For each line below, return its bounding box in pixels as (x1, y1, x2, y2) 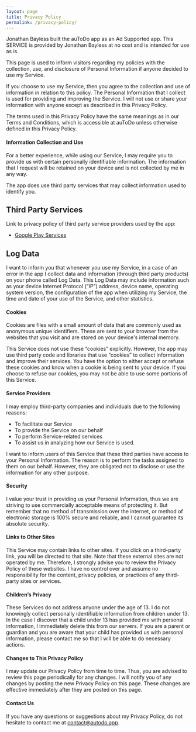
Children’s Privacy (6, 591, 51, 598)
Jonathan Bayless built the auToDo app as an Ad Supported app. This (6, 36, 174, 43)
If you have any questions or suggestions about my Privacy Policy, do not (6, 713, 183, 720)
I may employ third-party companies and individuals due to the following (6, 403, 181, 410)
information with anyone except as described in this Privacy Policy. (6, 102, 167, 109)
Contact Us (6, 700, 34, 707)
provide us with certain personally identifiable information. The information (6, 158, 186, 165)
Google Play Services (14, 232, 67, 239)
